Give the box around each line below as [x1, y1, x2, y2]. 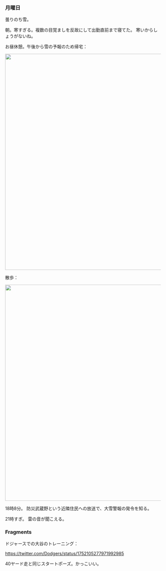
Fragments [5, 529, 32, 535]
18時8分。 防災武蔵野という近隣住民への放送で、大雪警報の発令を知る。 [5, 505, 152, 512]
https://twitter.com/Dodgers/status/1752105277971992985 [5, 550, 124, 556]
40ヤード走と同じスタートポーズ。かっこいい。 [5, 561, 102, 567]
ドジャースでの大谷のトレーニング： [5, 540, 79, 546]
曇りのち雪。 [5, 16, 31, 23]
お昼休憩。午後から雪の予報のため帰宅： [5, 43, 87, 50]
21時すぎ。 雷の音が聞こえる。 [5, 516, 67, 522]
